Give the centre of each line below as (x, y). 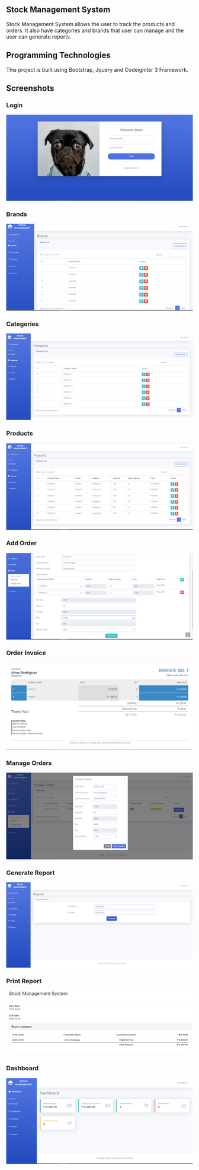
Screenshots (30, 88)
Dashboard (23, 1069)
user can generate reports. (39, 36)
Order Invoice (26, 653)
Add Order (21, 543)
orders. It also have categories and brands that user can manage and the (95, 30)
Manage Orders (29, 763)
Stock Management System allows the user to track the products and (91, 24)
